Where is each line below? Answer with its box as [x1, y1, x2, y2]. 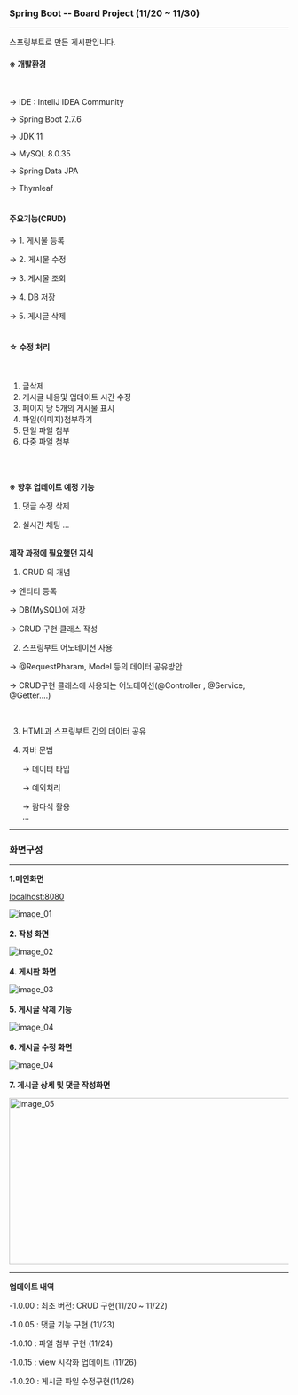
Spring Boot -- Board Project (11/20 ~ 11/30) [9, 7, 200, 20]
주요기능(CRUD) [9, 213, 67, 224]
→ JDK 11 [9, 131, 43, 141]
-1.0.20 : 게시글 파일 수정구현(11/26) [9, 1376, 135, 1387]
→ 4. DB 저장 [9, 292, 56, 302]
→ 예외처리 [21, 782, 61, 793]
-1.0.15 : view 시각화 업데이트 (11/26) [9, 1357, 137, 1367]
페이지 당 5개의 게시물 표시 [21, 403, 115, 413]
